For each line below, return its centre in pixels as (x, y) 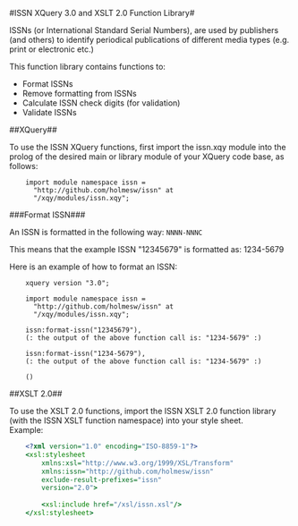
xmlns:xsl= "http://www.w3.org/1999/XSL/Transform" (138, 463)
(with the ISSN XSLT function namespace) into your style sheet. (126, 420)
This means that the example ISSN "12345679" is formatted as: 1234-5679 (147, 249)
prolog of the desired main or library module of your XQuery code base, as (147, 157)
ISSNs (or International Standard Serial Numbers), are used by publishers (144, 30)
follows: (24, 166)
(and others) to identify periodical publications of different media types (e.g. (149, 40)
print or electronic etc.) (51, 49)
